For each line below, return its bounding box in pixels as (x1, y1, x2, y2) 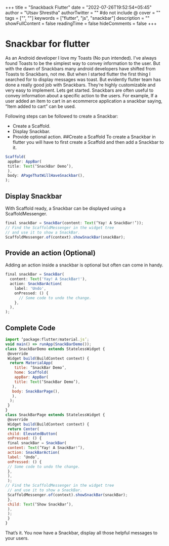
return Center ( (7, 426, 39, 432)
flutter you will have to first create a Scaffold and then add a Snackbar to (12, 139, 164, 145)
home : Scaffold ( (14, 370, 49, 375)
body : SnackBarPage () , (12, 388, 60, 394)
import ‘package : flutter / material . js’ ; (5, 337, 90, 342)
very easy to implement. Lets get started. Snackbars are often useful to (5, 87, 154, 93)
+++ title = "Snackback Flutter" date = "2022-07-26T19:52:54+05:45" (5, 5, 152, 10)
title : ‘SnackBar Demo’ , (14, 365, 67, 370)
